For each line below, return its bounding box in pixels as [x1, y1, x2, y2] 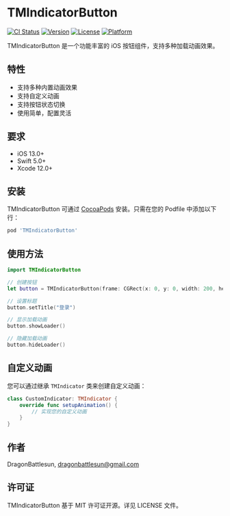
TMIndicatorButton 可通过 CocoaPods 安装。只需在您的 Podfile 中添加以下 [7, 205, 217, 213]
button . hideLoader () [7, 341, 66, 349]
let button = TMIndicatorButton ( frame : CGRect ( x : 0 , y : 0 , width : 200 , [7, 285, 216, 292]
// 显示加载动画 [7, 317, 47, 323]
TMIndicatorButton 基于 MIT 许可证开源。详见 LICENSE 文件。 [7, 501, 183, 509]
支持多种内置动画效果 [16, 83, 77, 91]
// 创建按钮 [7, 279, 38, 286]
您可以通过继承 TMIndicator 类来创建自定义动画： [7, 382, 146, 390]
